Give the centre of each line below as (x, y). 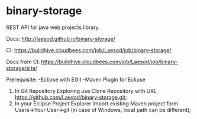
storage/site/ (22, 68)
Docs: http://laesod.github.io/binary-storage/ (61, 38)
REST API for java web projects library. (53, 27)
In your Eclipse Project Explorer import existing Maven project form (96, 103)
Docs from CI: (23, 62)
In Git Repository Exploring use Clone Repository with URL (85, 91)
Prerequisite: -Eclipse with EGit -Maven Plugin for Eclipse (76, 79)
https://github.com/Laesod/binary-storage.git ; (71, 97)
